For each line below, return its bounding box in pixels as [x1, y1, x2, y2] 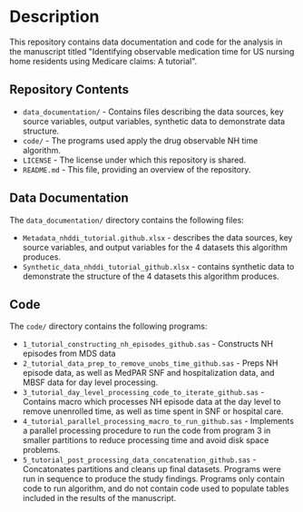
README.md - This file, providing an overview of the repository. [22, 163, 251, 174]
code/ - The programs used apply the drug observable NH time [22, 134, 259, 146]
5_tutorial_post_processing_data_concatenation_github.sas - [22, 454, 257, 465]
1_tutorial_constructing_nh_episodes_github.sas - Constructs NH [22, 339, 274, 350]
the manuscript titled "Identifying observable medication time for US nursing [9, 45, 295, 56]
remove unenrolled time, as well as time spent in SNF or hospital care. [22, 406, 284, 417]
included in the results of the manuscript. [22, 493, 177, 504]
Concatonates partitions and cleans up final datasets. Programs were [22, 464, 281, 475]
